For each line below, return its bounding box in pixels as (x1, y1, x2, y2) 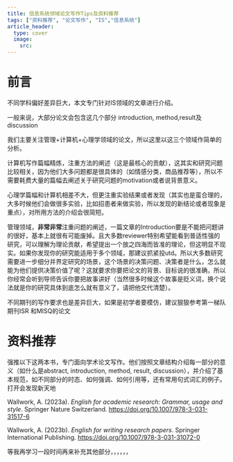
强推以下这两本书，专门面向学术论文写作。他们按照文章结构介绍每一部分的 (7, 357, 220, 366)
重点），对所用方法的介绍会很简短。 (7, 208, 107, 216)
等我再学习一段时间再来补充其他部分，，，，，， (7, 447, 132, 456)
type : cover (13, 29, 49, 37)
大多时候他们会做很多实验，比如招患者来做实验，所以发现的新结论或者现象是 (7, 199, 226, 208)
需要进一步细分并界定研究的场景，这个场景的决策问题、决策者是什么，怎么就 (7, 257, 226, 265)
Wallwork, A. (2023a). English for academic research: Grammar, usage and (7, 398, 223, 406)
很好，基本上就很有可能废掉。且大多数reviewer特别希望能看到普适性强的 (12, 231, 221, 240)
